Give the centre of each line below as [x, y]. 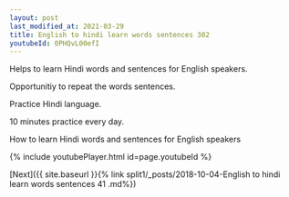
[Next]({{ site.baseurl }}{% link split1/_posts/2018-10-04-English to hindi [145, 174]
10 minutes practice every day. [67, 122]
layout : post [34, 18]
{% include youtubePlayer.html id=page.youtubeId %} [111, 157]
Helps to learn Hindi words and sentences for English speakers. [129, 69]
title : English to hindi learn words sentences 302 [109, 34]
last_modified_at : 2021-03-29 [67, 26]
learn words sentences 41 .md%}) [73, 184]
